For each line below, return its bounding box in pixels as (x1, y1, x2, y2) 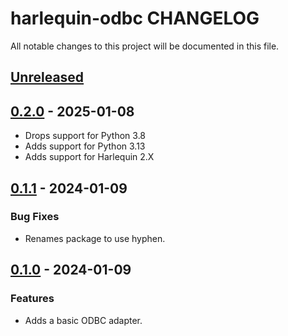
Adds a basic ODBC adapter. (24, 314, 143, 326)
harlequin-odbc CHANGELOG (10, 7, 260, 30)
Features (10, 292, 55, 306)
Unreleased (10, 69, 85, 86)
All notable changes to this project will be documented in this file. (10, 40, 280, 52)
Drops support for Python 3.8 (24, 130, 147, 142)
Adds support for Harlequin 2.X (24, 151, 155, 163)
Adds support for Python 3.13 (24, 140, 146, 152)
